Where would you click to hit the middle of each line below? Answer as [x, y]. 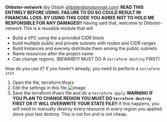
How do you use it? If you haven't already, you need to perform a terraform [83, 68]
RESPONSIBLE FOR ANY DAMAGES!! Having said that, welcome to [74, 23]
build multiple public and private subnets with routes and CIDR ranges [84, 43]
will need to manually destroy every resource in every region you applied [87, 109]
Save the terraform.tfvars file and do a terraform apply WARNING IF [83, 93]
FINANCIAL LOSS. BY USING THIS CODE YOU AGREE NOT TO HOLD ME [80, 18]
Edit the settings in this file [40, 88]
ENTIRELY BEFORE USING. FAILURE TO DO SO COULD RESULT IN [73, 12]
